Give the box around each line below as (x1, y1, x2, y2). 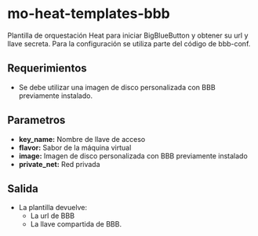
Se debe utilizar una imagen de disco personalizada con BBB (18, 82, 216, 92)
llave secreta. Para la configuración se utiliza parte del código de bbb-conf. (7, 38, 251, 48)
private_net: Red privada (18, 159, 100, 169)
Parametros (7, 114, 66, 127)
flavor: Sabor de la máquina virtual (18, 143, 132, 152)
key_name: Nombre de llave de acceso (18, 134, 146, 143)
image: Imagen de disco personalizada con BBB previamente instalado (18, 151, 248, 161)
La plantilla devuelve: (18, 203, 88, 212)
